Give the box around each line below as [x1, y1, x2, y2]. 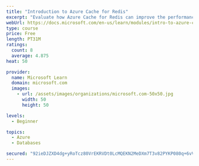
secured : [6, 151, 28, 157]
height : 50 [21, 102, 49, 108]
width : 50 [21, 97, 46, 103]
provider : [6, 69, 31, 75]
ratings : [6, 42, 28, 48]
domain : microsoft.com [11, 80, 68, 86]
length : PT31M [6, 36, 41, 42]
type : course [6, 25, 38, 31]
